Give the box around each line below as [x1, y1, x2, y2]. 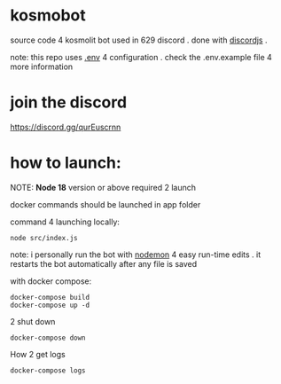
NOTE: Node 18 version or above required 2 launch [10, 182, 197, 192]
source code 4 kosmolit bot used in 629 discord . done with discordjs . [10, 35, 268, 45]
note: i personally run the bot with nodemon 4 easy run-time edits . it [10, 249, 261, 260]
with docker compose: [10, 276, 92, 286]
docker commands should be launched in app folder [10, 199, 201, 209]
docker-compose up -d [10, 301, 90, 310]
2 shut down [10, 316, 56, 326]
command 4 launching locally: [10, 216, 121, 227]
